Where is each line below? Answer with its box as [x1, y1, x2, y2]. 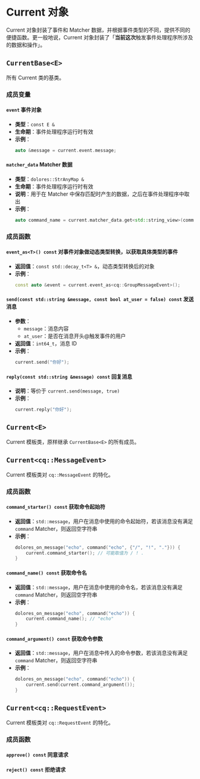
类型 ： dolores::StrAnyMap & [14, 175, 85, 183]
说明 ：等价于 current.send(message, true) [14, 387, 120, 394]
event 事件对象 [6, 106, 42, 113]
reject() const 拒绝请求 [6, 766, 66, 773]
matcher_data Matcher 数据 [6, 161, 73, 168]
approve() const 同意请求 [6, 751, 68, 758]
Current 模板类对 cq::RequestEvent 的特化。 [6, 719, 114, 726]
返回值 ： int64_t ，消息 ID [14, 340, 77, 347]
